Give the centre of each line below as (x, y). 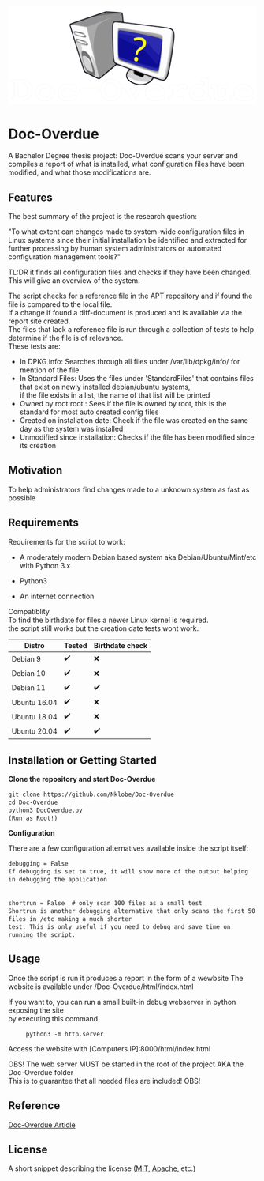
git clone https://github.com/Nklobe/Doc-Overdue (91, 795)
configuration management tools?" (64, 257)
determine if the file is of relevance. (66, 338)
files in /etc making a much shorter (70, 919)
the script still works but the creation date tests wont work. (104, 628)
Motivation (35, 471)
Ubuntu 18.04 (34, 716)
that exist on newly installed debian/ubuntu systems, (105, 387)
